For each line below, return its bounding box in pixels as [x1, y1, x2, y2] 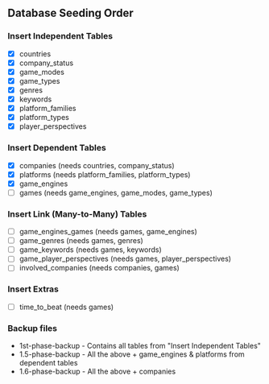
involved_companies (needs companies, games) [19, 263, 180, 273]
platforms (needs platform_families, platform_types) [19, 169, 191, 180]
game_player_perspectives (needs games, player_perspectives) [19, 254, 231, 264]
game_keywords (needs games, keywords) [19, 245, 162, 254]
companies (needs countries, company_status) [19, 160, 175, 170]
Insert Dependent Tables [7, 142, 106, 154]
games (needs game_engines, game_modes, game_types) [19, 188, 213, 197]
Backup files [7, 322, 58, 333]
